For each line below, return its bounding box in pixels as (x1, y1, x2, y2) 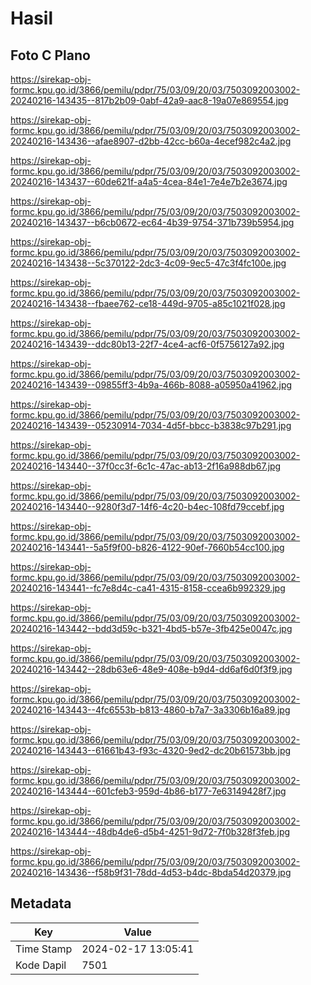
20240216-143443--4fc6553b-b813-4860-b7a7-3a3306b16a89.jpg (10, 704, 291, 716)
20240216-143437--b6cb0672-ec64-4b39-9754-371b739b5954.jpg (10, 217, 295, 228)
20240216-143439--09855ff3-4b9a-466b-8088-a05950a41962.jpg (10, 379, 293, 391)
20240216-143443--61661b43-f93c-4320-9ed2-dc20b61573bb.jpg (10, 745, 292, 756)
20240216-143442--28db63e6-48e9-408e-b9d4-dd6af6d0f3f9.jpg (10, 663, 293, 675)
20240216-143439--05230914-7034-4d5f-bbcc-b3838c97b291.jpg (10, 420, 292, 431)
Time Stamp (15, 942, 73, 956)
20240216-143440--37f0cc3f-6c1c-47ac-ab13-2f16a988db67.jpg (10, 460, 282, 472)
